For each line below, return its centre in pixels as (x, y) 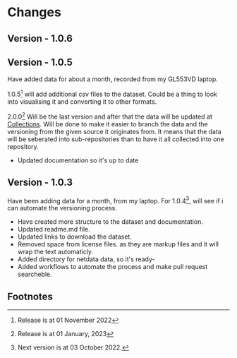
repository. (23, 146)
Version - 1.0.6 (40, 38)
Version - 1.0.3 (40, 183)
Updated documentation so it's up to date (78, 160)
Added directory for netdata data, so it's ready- (86, 259)
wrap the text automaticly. (55, 252)
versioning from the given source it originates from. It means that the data (115, 131)
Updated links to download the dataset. (74, 237)
